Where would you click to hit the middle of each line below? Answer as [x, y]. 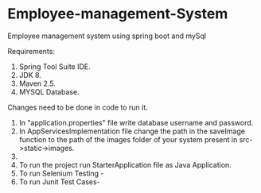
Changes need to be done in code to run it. [78, 107]
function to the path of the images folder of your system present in [128, 139]
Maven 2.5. [37, 83]
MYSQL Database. [49, 91]
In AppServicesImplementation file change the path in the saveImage [132, 131]
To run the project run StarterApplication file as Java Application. [125, 164]
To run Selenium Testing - [61, 173]
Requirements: [31, 51]
